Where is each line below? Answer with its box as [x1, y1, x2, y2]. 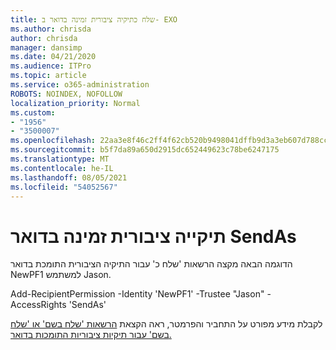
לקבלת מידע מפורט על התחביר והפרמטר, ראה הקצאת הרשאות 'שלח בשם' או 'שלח [10, 318, 323, 330]
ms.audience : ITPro [10, 61, 92, 71]
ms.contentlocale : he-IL [10, 163, 114, 173]
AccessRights [10, 299, 67, 311]
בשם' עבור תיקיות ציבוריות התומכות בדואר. [10, 329, 172, 341]
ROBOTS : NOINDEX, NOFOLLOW [10, 89, 123, 99]
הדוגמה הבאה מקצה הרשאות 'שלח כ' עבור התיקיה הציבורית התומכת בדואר [10, 258, 293, 270]
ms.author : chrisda [10, 24, 92, 34]
